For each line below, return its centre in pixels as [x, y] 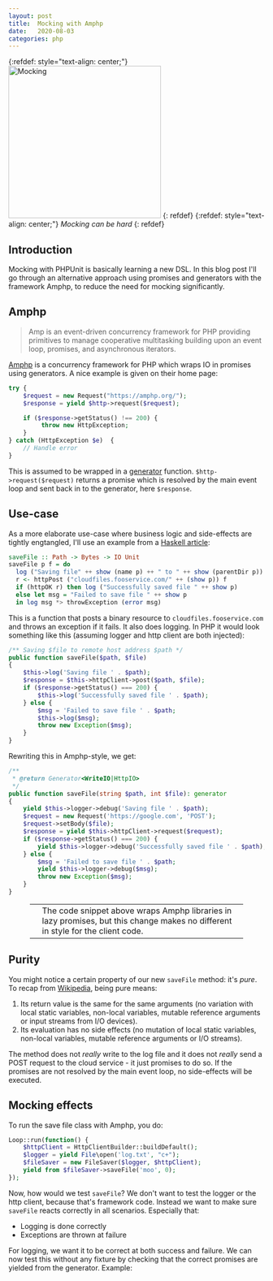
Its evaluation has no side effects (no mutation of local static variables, [138, 1029]
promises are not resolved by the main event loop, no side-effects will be [130, 1071]
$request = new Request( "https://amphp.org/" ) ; [105, 396]
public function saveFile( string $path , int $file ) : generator [118, 794]
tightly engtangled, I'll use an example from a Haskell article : [109, 542]
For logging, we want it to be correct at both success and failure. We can [130, 1250]
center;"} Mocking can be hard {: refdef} [96, 224]
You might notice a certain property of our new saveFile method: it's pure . [133, 979]
